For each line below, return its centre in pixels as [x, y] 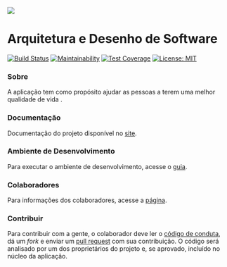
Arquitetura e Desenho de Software [112, 39]
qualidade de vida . [35, 99]
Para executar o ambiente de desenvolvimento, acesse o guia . [97, 166]
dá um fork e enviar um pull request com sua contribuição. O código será [113, 241]
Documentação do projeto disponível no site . [72, 133]
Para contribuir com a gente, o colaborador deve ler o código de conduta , [114, 234]
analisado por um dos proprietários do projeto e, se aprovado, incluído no [113, 249]
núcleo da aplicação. [38, 256]
